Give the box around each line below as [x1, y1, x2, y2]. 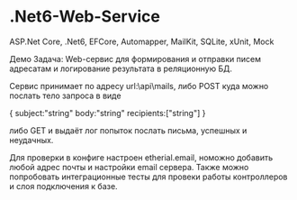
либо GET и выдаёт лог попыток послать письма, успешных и [9, 124, 247, 136]
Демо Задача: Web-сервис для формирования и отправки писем [9, 53, 261, 64]
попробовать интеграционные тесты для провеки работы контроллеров [9, 171, 288, 182]
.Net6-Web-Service [9, 6, 160, 27]
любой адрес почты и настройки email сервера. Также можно [9, 161, 249, 172]
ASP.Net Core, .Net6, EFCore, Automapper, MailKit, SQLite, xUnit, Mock [9, 36, 274, 47]
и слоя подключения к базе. [9, 180, 119, 191]
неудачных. [9, 134, 54, 145]
